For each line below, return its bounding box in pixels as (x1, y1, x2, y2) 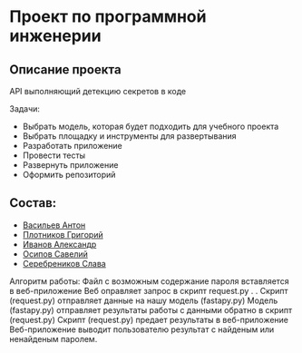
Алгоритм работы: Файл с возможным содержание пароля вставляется (9, 275, 289, 287)
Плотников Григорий (22, 229, 103, 240)
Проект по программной (9, 6, 207, 27)
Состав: (9, 195, 57, 211)
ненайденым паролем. (9, 333, 98, 344)
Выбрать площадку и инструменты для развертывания (22, 131, 238, 142)
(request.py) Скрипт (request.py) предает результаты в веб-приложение (9, 314, 288, 325)
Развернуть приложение (22, 160, 119, 170)
